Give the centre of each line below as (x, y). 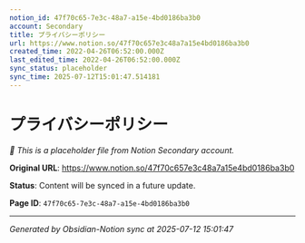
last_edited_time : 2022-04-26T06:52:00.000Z (95, 60)
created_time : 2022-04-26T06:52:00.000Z (87, 52)
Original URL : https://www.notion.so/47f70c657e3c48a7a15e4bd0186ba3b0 (152, 168)
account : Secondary (46, 26)
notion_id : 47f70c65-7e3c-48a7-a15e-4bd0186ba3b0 (105, 18)
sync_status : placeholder (58, 69)
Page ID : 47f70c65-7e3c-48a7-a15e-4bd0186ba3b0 (100, 203)
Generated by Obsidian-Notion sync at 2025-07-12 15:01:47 (122, 228)
